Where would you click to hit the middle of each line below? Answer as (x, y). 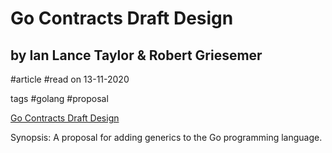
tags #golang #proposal (59, 98)
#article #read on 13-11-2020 (70, 79)
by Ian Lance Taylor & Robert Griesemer (136, 55)
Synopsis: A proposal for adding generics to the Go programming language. (166, 137)
